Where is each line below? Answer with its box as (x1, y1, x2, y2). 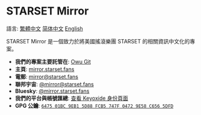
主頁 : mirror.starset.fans (14, 65, 75, 73)
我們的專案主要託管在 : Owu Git (14, 58, 91, 65)
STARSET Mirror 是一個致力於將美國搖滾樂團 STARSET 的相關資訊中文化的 (6, 37, 190, 45)
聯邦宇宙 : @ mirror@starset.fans (14, 80, 94, 88)
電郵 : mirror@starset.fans (14, 73, 78, 80)
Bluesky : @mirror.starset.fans (14, 87, 90, 95)
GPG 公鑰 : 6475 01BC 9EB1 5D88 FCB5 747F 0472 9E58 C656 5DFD (14, 102, 173, 109)
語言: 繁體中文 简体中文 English (6, 25, 83, 32)
